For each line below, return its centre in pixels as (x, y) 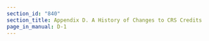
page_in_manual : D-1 (37, 26)
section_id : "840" (33, 14)
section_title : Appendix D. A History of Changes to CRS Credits (104, 20)
